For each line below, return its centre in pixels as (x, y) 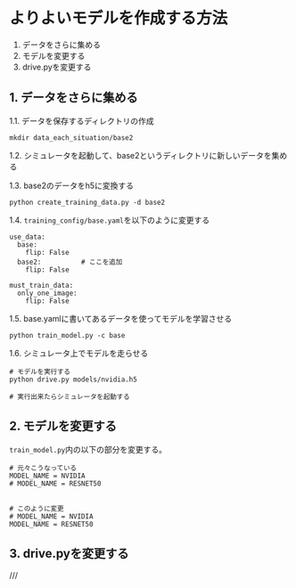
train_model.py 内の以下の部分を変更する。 (88, 449)
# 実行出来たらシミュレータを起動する (70, 396)
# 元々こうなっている (43, 468)
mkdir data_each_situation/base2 (71, 138)
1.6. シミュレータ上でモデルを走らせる (79, 353)
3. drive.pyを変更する (69, 553)
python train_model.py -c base (67, 335)
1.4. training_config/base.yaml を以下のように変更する (110, 220)
